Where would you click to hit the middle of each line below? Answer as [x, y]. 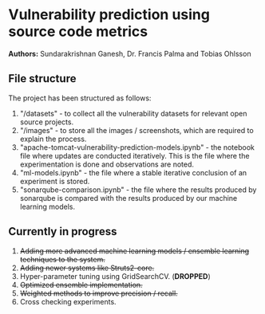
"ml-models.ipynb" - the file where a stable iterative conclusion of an [133, 172]
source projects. [47, 122]
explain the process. [53, 139]
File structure [42, 78]
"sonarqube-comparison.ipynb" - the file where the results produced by [138, 190]
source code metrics [78, 31]
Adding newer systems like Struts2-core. [87, 268]
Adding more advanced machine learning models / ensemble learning [134, 251]
